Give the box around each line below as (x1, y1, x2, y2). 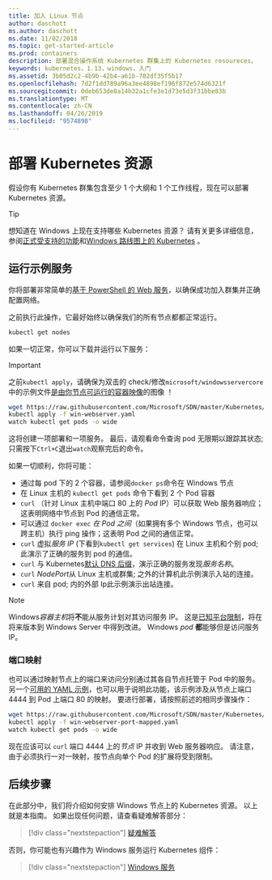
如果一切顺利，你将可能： (8, 461, 94, 471)
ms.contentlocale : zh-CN (8, 102, 92, 110)
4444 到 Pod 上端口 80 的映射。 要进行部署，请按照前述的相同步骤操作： (8, 695, 253, 704)
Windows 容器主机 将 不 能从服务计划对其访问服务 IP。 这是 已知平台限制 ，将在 (8, 612, 263, 622)
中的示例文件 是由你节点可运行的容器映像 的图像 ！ (8, 387, 174, 396)
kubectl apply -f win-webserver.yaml (8, 410, 136, 419)
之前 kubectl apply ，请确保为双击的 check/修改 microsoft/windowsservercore (8, 377, 264, 387)
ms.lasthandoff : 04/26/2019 (8, 110, 104, 118)
